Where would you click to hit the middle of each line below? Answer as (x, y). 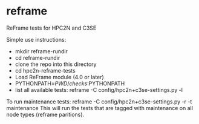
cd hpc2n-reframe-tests (45, 70)
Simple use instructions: (36, 39)
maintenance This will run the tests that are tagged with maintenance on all (100, 108)
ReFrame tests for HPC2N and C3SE (51, 28)
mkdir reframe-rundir (41, 51)
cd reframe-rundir (38, 57)
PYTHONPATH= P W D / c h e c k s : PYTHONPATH (70, 83)
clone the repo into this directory (56, 64)
